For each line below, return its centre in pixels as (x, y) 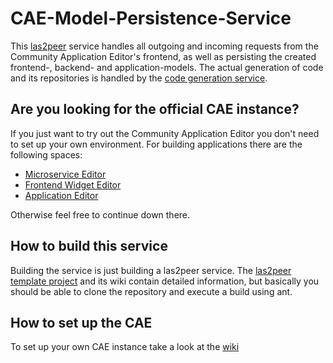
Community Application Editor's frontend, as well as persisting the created (163, 56)
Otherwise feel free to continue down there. (100, 214)
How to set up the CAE (81, 322)
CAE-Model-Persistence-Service (151, 18)
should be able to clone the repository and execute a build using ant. (151, 291)
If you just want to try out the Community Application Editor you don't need (165, 133)
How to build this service (89, 246)
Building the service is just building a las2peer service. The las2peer (151, 270)
